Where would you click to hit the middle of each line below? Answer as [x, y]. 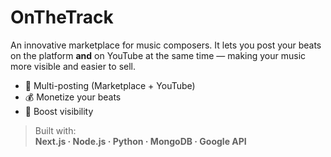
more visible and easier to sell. [73, 66]
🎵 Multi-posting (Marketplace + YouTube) [110, 85]
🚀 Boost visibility [59, 111]
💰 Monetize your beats [73, 97]
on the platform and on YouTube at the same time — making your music [158, 55]
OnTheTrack [62, 17]
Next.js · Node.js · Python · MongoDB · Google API [140, 141]
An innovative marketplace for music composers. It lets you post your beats [166, 45]
